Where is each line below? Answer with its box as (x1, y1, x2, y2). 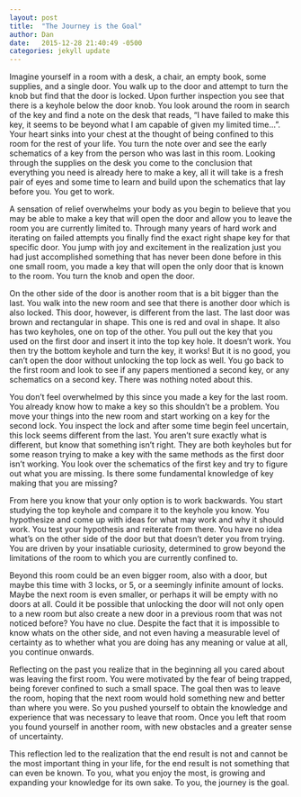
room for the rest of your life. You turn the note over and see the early (9, 139, 268, 149)
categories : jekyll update (9, 47, 111, 56)
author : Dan (9, 30, 54, 39)
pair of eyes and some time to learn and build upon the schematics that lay (9, 177, 286, 187)
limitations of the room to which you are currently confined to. (9, 553, 238, 564)
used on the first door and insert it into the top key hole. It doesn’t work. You (9, 336, 292, 347)
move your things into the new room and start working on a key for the (9, 411, 270, 421)
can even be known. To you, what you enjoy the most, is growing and (9, 767, 266, 779)
